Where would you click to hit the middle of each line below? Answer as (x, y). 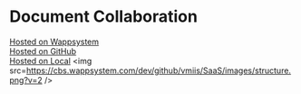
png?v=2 (26, 80)
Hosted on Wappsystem (54, 42)
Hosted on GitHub (43, 51)
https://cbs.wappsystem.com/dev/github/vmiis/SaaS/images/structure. (159, 70)
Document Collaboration (103, 17)
